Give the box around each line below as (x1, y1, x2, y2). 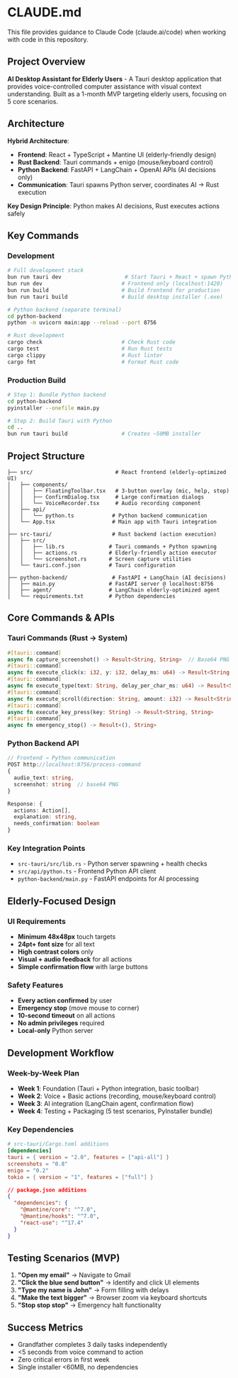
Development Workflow (7, 1046, 115, 1059)
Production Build (7, 375, 66, 385)
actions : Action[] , (13, 807, 72, 814)
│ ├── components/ (7, 481, 69, 488)
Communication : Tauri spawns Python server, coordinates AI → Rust (17, 180, 220, 188)
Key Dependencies (7, 1124, 74, 1134)
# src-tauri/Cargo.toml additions (7, 1141, 110, 1148)
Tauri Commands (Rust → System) (7, 633, 128, 643)
